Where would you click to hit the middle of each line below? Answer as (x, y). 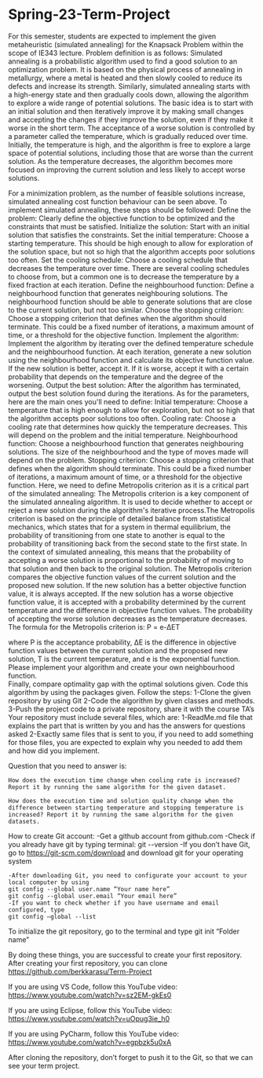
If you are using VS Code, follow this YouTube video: (93, 986)
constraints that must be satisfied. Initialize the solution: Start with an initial (129, 226)
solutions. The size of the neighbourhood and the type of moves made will (128, 451)
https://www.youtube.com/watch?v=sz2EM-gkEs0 (90, 995)
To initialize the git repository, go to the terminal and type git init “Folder (124, 931)
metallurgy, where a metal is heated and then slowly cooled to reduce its (125, 78)
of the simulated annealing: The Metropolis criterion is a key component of (129, 493)
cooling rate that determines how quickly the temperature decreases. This (128, 426)
